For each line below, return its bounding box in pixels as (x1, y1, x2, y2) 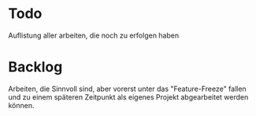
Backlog (8, 58, 63, 76)
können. (8, 100, 35, 110)
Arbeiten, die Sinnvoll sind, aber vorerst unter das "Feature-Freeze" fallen (8, 84, 247, 93)
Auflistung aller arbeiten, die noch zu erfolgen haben (8, 31, 180, 40)
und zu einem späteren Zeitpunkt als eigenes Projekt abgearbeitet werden (8, 92, 249, 102)
